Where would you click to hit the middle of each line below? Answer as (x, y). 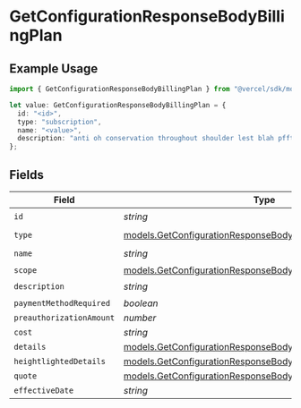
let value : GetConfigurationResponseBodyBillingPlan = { (118, 105)
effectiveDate (44, 390)
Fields (27, 175)
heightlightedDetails (60, 361)
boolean (141, 303)
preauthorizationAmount (64, 318)
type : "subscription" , (60, 122)
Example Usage (54, 68)
